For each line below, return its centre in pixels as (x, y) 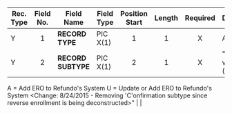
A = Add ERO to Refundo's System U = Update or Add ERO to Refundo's (110, 88)
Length (166, 18)
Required (200, 18)
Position (134, 13)
